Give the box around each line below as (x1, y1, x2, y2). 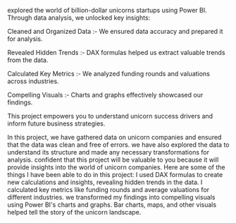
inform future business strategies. (7, 119, 106, 128)
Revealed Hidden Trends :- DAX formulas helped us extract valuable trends (7, 49, 225, 56)
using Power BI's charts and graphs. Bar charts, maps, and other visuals (7, 200, 217, 209)
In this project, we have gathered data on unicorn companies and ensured (7, 133, 222, 141)
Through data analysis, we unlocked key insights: (7, 13, 151, 22)
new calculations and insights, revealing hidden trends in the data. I (7, 178, 203, 186)
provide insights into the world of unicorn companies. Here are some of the (7, 163, 225, 171)
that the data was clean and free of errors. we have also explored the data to (7, 140, 230, 149)
